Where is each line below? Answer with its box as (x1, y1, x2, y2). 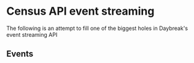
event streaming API (6, 31, 58, 38)
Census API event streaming (6, 4, 155, 18)
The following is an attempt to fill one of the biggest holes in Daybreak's (6, 24, 188, 32)
